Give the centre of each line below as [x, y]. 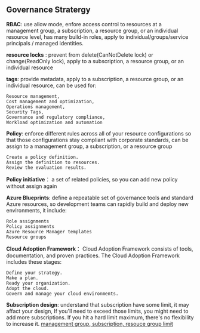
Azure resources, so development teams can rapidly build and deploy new [98, 204]
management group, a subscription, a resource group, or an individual [92, 30]
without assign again [32, 186]
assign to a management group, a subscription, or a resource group [89, 146]
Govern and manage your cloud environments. [62, 294]
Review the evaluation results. [46, 167]
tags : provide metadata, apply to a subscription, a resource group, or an [95, 79]
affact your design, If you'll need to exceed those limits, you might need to [97, 311]
